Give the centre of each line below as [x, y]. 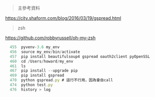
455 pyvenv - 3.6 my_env [35, 47]
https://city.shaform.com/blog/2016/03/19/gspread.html [63, 18]
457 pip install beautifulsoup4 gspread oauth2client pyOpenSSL [80, 56]
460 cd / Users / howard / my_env [41, 61]
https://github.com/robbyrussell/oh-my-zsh [50, 38]
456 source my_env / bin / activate [45, 52]
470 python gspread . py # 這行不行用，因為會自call [61, 80]
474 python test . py [31, 85]
